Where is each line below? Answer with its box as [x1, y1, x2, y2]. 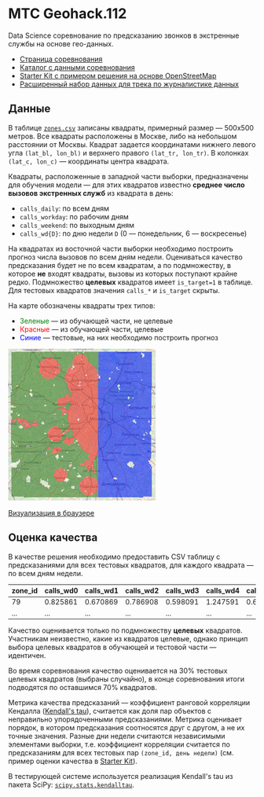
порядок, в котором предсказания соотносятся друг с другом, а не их [8, 723, 245, 733]
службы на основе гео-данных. [8, 39, 114, 48]
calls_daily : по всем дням [19, 204, 110, 213]
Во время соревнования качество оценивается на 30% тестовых [8, 666, 228, 676]
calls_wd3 [165, 586, 200, 596]
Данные [8, 102, 51, 116]
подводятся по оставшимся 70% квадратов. [8, 683, 157, 692]
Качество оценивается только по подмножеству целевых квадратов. [8, 626, 243, 635]
